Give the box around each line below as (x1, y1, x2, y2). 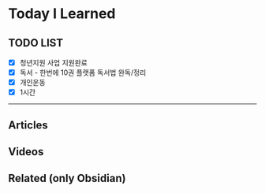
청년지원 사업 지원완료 (19, 58, 88, 67)
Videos (8, 145, 44, 158)
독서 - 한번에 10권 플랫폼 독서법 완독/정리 (19, 68, 147, 77)
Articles (8, 118, 49, 132)
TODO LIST (8, 36, 64, 50)
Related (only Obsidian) (8, 172, 126, 185)
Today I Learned (8, 5, 116, 23)
